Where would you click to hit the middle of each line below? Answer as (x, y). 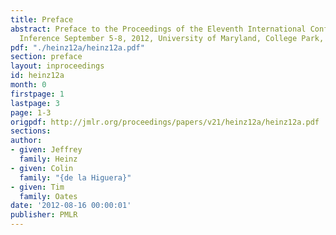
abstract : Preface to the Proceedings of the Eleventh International (158, 29)
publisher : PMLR (44, 215)
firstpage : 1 (37, 94)
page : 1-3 (31, 112)
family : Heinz (48, 159)
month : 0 (28, 85)
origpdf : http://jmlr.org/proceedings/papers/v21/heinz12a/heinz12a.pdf (165, 122)
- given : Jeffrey (46, 150)
